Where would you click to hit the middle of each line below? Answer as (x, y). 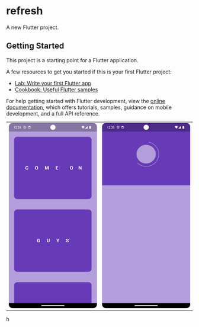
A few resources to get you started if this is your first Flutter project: (89, 72)
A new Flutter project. (33, 27)
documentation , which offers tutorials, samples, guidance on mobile (89, 107)
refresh (25, 11)
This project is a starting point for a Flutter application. (72, 60)
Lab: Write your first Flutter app (53, 83)
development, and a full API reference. (53, 113)
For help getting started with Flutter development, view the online (86, 101)
